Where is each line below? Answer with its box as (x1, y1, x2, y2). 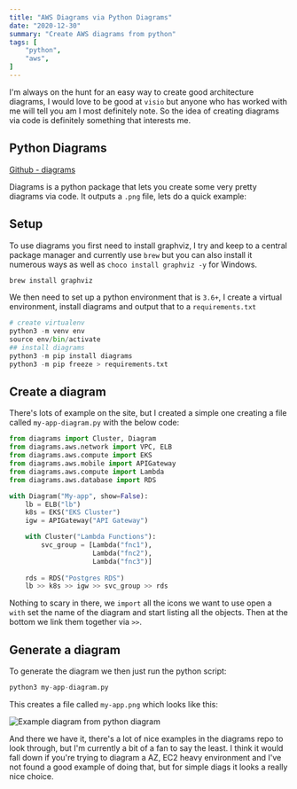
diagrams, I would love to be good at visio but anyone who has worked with (9, 96, 288, 106)
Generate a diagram (9, 642, 121, 657)
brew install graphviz (9, 276, 93, 285)
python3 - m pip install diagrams (9, 351, 133, 360)
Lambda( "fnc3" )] (92, 557, 152, 566)
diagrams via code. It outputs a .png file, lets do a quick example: (9, 191, 246, 201)
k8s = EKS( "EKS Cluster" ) (25, 508, 121, 517)
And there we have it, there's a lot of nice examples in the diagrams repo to (9, 733, 284, 744)
